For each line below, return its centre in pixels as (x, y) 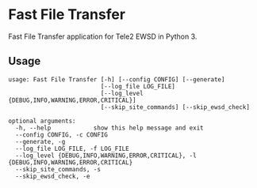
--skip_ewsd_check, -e (53, 176)
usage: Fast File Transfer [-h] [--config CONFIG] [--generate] (117, 79)
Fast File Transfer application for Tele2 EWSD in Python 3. (103, 36)
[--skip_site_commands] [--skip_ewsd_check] (175, 107)
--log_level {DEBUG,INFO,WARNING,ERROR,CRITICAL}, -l (106, 156)
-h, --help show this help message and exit (109, 128)
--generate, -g (40, 141)
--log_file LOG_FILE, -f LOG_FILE (72, 149)
